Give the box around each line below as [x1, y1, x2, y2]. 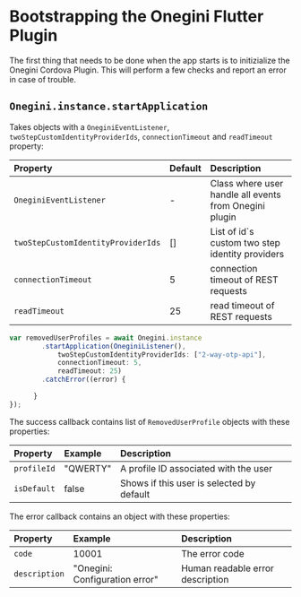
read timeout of [210, 298, 275, 311]
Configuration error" [73, 573, 159, 585]
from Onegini [210, 199, 266, 212]
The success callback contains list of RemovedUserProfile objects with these [9, 416, 290, 427]
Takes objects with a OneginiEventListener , [9, 121, 170, 132]
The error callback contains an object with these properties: [9, 511, 230, 522]
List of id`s [210, 225, 254, 238]
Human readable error [180, 562, 275, 575]
